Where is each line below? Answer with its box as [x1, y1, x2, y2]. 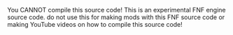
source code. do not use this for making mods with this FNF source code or [7, 13, 225, 21]
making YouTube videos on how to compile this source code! [7, 21, 183, 28]
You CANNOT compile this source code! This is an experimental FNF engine [7, 6, 226, 14]
